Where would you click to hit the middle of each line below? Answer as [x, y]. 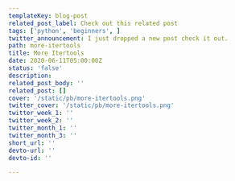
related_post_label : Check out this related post [93, 23]
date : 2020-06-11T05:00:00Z [56, 61]
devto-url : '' [32, 150]
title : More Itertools [46, 53]
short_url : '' [32, 143]
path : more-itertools [45, 46]
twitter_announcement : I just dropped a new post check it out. [118, 38]
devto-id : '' [30, 158]
